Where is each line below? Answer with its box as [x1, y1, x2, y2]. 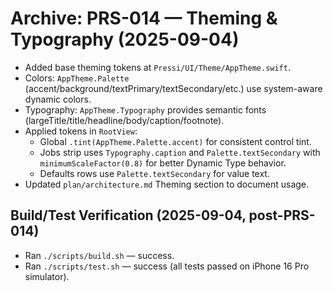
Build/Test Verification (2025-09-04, [10, 207, 247, 224]
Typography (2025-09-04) [10, 28, 240, 51]
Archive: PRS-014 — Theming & [10, 7, 278, 30]
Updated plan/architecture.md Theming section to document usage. [24, 178, 310, 190]
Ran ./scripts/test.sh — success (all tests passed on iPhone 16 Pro [24, 260, 310, 272]
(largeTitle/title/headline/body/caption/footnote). [24, 114, 225, 126]
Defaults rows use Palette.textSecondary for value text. [39, 167, 270, 179]
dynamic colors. [24, 93, 92, 105]
